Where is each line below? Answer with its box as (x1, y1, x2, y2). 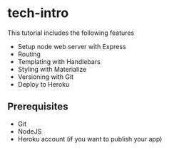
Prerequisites (7, 101, 68, 113)
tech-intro (7, 5, 69, 21)
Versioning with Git (17, 73, 73, 81)
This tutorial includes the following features (7, 28, 135, 37)
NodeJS (17, 127, 42, 136)
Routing (17, 50, 41, 58)
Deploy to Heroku (17, 80, 70, 88)
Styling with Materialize (17, 65, 87, 73)
